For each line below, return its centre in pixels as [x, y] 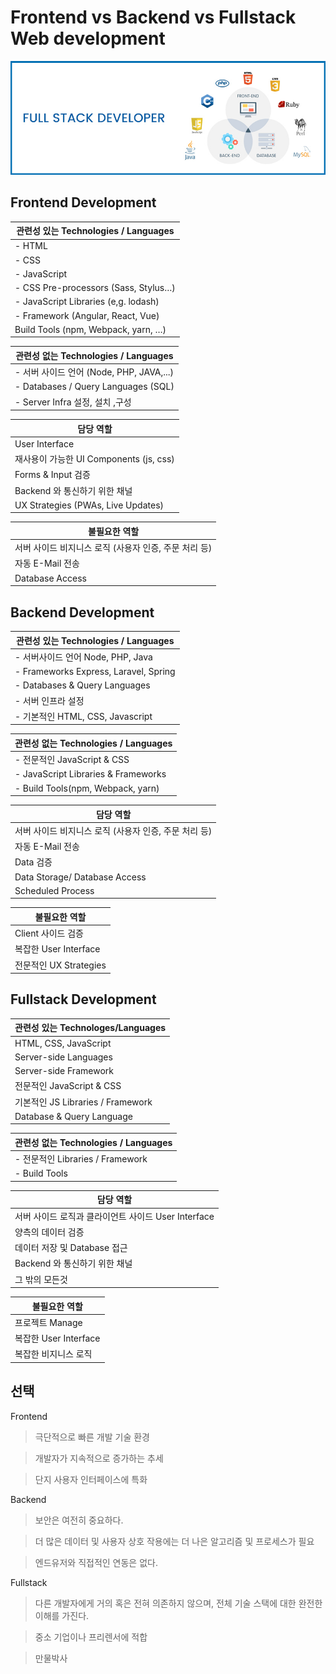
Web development [88, 38]
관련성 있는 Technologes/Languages [90, 1028]
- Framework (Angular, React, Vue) [87, 315]
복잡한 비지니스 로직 [53, 1354]
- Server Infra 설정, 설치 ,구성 [73, 402]
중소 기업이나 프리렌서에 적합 [91, 1637]
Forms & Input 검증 [52, 475]
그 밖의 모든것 [41, 1279]
